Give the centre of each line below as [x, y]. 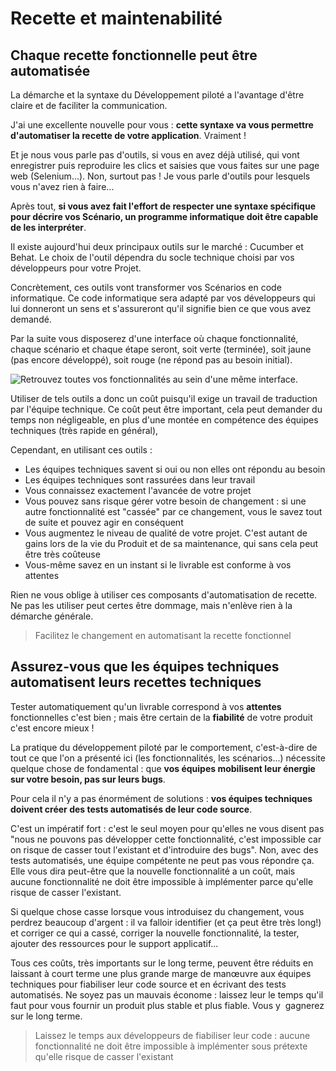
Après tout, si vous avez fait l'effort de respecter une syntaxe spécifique [163, 206]
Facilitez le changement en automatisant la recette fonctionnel [163, 635]
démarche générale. [52, 616]
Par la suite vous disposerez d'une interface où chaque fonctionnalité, [154, 338]
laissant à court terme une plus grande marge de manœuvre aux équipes [161, 973]
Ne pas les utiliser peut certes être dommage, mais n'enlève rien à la [151, 605]
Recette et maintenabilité [116, 18]
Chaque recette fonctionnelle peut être [134, 55]
